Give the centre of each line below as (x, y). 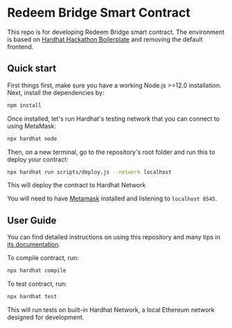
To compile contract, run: (43, 258)
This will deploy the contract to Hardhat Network (77, 185)
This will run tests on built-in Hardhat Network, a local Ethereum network (111, 309)
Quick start (32, 68)
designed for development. (46, 317)
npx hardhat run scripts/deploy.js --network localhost (89, 172)
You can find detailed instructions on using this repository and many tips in (114, 237)
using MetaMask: (32, 126)
